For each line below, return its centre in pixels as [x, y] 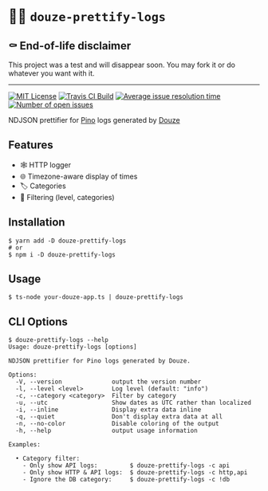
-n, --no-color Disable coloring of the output [117, 424]
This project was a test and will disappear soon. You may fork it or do [122, 65]
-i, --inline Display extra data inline [108, 410]
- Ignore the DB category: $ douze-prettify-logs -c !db [126, 480]
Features [31, 145]
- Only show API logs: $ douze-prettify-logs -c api [126, 465]
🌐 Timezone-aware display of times [79, 176]
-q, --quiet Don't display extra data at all [119, 417]
